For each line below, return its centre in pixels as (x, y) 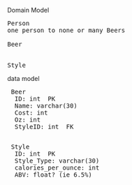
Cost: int (31, 113)
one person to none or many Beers (66, 30)
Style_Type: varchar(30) (57, 161)
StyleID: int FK (44, 127)
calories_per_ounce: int (57, 168)
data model (23, 79)
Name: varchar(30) (46, 106)
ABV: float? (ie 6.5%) (53, 175)
